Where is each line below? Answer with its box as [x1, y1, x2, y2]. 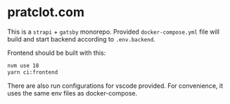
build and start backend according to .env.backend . [7, 34, 156, 43]
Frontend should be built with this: [7, 48, 106, 57]
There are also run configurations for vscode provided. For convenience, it [7, 82, 224, 90]
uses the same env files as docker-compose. [7, 89, 138, 97]
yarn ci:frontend [7, 68, 58, 76]
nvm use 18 [7, 62, 39, 69]
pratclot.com [7, 4, 84, 20]
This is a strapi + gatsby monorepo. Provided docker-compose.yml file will [7, 27, 220, 36]
